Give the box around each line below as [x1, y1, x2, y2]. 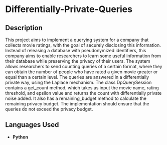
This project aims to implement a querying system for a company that [5, 37, 149, 43]
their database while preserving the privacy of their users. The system [5, 58, 150, 64]
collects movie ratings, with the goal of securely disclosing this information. [5, 42, 161, 48]
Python [12, 134, 29, 140]
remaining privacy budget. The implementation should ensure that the [5, 101, 149, 106]
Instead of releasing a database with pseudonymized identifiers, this [5, 48, 146, 53]
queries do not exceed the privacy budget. [5, 106, 93, 112]
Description [5, 24, 43, 32]
